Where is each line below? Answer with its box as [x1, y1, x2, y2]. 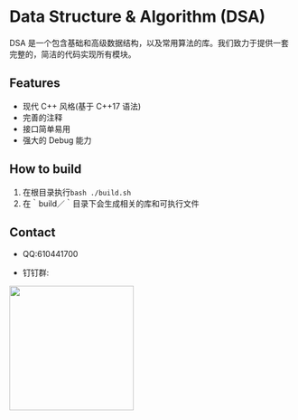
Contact [9, 224, 56, 240]
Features [9, 75, 61, 91]
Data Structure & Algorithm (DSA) [9, 6, 266, 27]
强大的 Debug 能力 [22, 134, 92, 146]
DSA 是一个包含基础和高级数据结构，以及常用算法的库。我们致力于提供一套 [9, 37, 289, 48]
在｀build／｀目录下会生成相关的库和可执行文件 [22, 197, 200, 209]
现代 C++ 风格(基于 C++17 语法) [22, 100, 142, 111]
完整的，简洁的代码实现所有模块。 [9, 48, 136, 60]
